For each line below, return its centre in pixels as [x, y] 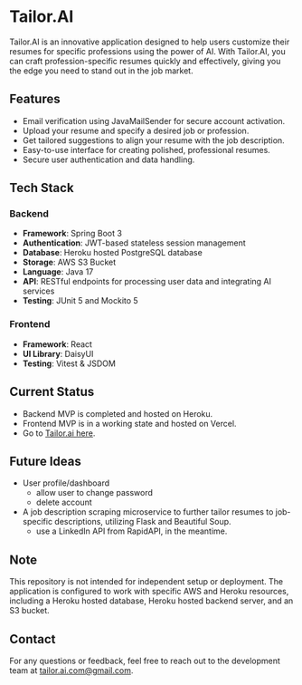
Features [35, 99]
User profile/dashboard [66, 483]
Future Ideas [45, 461]
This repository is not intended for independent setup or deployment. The [146, 582]
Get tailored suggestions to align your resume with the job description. [153, 140]
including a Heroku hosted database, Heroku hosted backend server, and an [151, 601]
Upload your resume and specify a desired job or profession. [136, 130]
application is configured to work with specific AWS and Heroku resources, [149, 592]
